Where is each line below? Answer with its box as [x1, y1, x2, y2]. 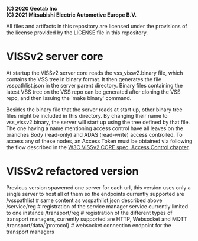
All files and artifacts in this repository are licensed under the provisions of [6, 23, 187, 30]
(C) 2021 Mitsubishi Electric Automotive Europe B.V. [6, 11, 137, 18]
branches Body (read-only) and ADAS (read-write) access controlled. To [6, 131, 183, 138]
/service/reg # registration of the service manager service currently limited [6, 203, 189, 210]
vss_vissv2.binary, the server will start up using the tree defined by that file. [6, 118, 190, 126]
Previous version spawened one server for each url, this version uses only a [6, 184, 191, 191]
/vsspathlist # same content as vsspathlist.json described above [6, 197, 163, 204]
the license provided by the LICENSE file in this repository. [6, 29, 148, 36]
